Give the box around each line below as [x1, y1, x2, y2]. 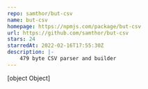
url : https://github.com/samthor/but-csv [7, 29, 129, 37]
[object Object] [7, 74, 51, 82]
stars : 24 [7, 36, 36, 43]
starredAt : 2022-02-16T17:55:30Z [7, 42, 104, 49]
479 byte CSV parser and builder [19, 55, 117, 62]
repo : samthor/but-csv [7, 10, 73, 17]
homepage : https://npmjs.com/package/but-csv [7, 23, 141, 30]
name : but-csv [7, 17, 49, 23]
